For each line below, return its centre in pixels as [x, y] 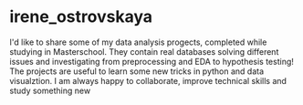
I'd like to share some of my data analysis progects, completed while [138, 42]
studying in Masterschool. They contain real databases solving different [144, 51]
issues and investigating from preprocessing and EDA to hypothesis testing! [152, 61]
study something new [50, 90]
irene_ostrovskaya [81, 17]
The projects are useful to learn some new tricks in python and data [137, 71]
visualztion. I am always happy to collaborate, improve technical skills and [148, 80]
